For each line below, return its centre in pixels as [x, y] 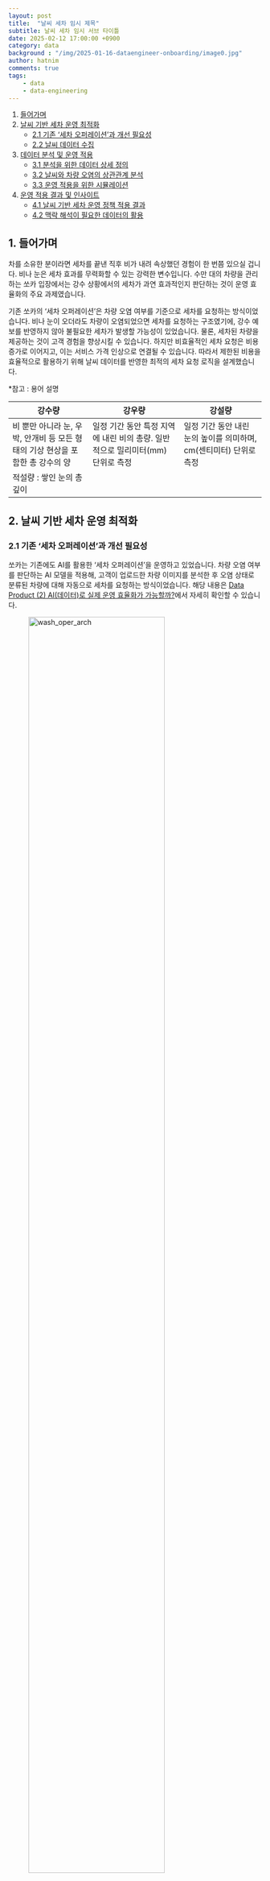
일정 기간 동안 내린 [217, 426]
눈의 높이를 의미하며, [220, 438]
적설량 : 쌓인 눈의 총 [47, 477]
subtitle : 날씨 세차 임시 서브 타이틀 [64, 31]
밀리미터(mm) [142, 450]
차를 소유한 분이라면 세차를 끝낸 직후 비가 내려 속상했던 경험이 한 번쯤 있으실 [127, 264]
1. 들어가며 [33, 243]
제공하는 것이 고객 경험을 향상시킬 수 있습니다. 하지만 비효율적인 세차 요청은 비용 [134, 341]
